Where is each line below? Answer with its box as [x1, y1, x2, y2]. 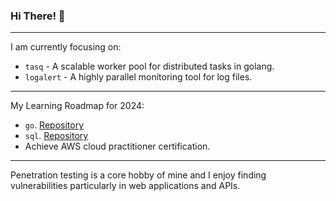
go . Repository [24, 119, 85, 131]
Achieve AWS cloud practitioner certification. [24, 140, 211, 153]
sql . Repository [24, 130, 89, 142]
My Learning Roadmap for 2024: [10, 100, 145, 112]
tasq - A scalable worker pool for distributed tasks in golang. [24, 60, 275, 73]
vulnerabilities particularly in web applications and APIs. [10, 180, 241, 192]
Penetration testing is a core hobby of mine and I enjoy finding [10, 169, 267, 181]
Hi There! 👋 [10, 9, 66, 23]
